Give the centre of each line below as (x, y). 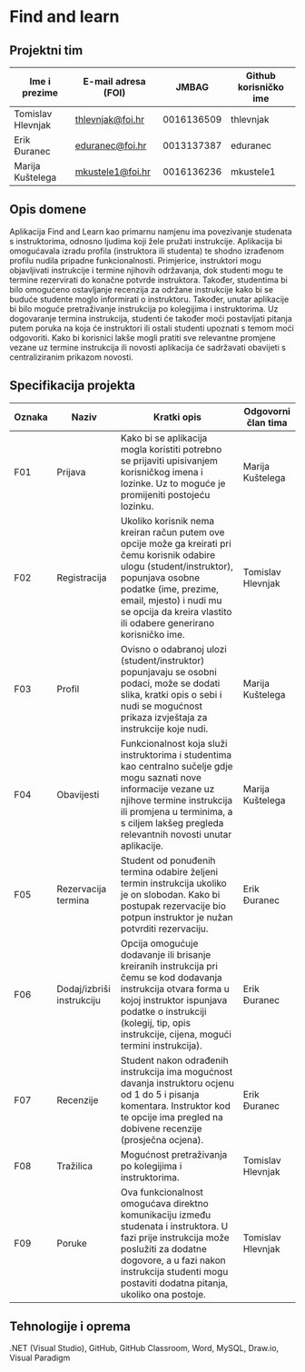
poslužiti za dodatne (164, 1248)
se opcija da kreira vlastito (177, 611)
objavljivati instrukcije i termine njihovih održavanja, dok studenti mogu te (147, 270)
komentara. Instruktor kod (176, 1106)
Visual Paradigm (40, 1358)
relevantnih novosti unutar (177, 834)
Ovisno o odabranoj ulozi (174, 649)
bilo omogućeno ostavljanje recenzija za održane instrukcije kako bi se (142, 289)
